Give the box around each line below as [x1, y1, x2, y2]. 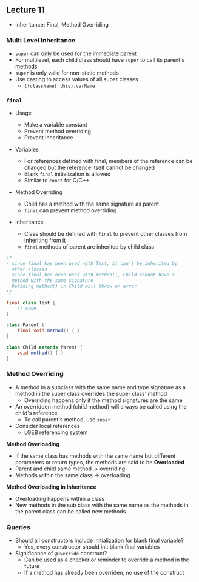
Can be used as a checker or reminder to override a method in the [24, 556, 189, 563]
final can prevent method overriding [24, 207, 117, 214]
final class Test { [6, 299, 56, 306]
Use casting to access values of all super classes [15, 76, 138, 83]
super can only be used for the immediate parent [15, 50, 137, 57]
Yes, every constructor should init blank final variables [24, 543, 160, 550]
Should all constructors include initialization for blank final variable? [15, 537, 184, 544]
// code [17, 306, 36, 312]
